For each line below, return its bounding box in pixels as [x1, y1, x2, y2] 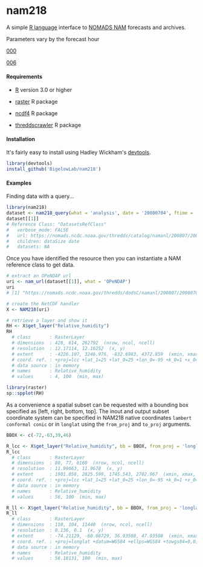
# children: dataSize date [6, 238, 80, 244]
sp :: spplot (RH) [6, 390, 45, 397]
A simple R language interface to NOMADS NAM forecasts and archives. [6, 24, 186, 31]
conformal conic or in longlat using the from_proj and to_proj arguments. [6, 420, 192, 428]
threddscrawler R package [14, 122, 82, 129]
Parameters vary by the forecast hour [6, 35, 100, 42]
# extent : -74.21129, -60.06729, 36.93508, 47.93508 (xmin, [11, 532, 185, 539]
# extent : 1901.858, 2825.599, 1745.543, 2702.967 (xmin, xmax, [11, 471, 196, 477]
